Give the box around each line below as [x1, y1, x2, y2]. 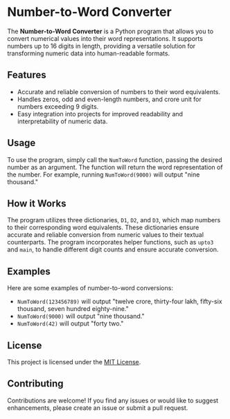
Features [7, 69, 46, 81]
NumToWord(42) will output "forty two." [17, 319, 124, 328]
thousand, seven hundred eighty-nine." [17, 305, 130, 313]
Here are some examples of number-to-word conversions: [7, 284, 173, 292]
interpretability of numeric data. [17, 117, 108, 125]
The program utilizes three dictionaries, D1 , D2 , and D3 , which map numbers [7, 216, 221, 224]
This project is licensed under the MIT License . [7, 358, 141, 366]
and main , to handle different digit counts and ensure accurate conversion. [7, 245, 219, 253]
